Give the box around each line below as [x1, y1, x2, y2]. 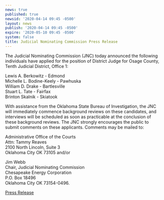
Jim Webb [5, 159, 26, 165]
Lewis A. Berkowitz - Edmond [5, 72, 65, 79]
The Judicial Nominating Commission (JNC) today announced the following [5, 53, 158, 59]
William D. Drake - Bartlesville [5, 83, 66, 89]
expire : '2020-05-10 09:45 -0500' [5, 30, 76, 35]
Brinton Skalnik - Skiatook [5, 94, 58, 100]
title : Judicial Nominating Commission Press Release [5, 39, 118, 44]
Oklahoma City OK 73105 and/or [5, 149, 70, 155]
